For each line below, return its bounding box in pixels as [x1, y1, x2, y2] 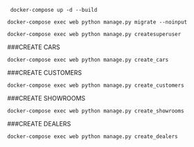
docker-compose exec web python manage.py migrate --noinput [7, 19, 188, 26]
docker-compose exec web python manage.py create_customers [7, 82, 185, 89]
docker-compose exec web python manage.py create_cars [7, 56, 169, 63]
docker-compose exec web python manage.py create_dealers [7, 133, 178, 140]
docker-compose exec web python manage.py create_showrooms [7, 107, 185, 114]
